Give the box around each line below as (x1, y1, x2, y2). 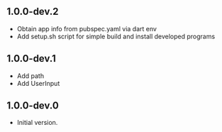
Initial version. (16, 119, 58, 127)
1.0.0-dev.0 (6, 99, 60, 112)
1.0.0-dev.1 (6, 53, 56, 65)
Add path (16, 71, 44, 80)
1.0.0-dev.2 (6, 6, 59, 18)
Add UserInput (16, 79, 60, 87)
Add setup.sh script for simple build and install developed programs (16, 32, 216, 40)
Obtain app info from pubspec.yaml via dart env (16, 24, 157, 33)
